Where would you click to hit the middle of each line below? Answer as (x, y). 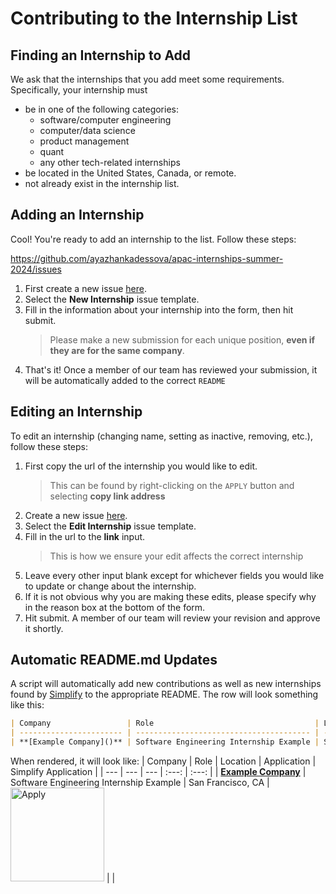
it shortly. (44, 628)
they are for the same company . (117, 350)
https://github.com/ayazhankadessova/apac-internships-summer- (147, 258)
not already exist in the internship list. (102, 183)
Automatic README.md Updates (114, 660)
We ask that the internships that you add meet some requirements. (147, 79)
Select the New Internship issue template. (112, 299)
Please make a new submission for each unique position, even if (182, 339)
